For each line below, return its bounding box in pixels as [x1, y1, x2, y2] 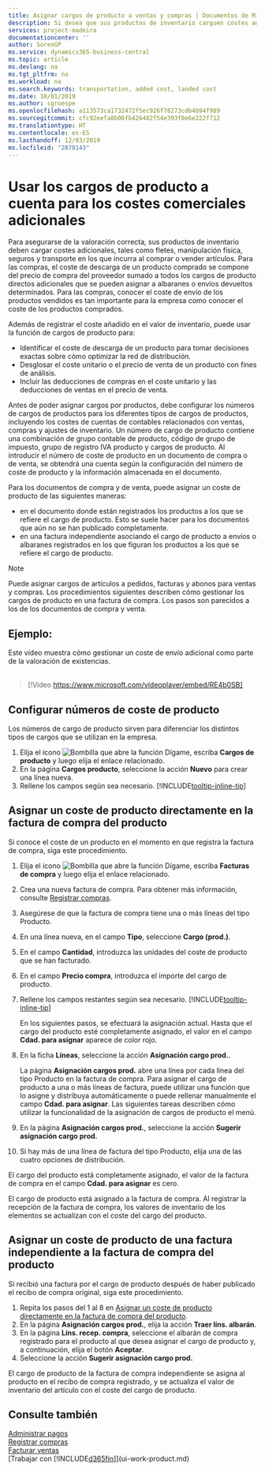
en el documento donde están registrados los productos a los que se [19, 507, 244, 516]
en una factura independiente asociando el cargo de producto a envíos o [19, 532, 256, 541]
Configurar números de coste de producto [8, 703, 220, 717]
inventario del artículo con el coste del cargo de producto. [8, 1385, 197, 1394]
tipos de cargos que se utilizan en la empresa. [8, 732, 158, 742]
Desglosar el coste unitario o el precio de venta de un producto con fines [19, 360, 257, 369]
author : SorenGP [8, 41, 62, 49]
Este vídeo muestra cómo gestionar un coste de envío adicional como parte [8, 648, 254, 657]
